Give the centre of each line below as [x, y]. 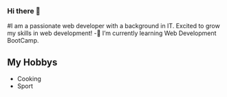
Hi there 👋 [24, 11]
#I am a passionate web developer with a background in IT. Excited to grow [113, 26]
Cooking [29, 79]
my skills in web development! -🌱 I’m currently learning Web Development [112, 33]
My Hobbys [32, 62]
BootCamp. [23, 41]
